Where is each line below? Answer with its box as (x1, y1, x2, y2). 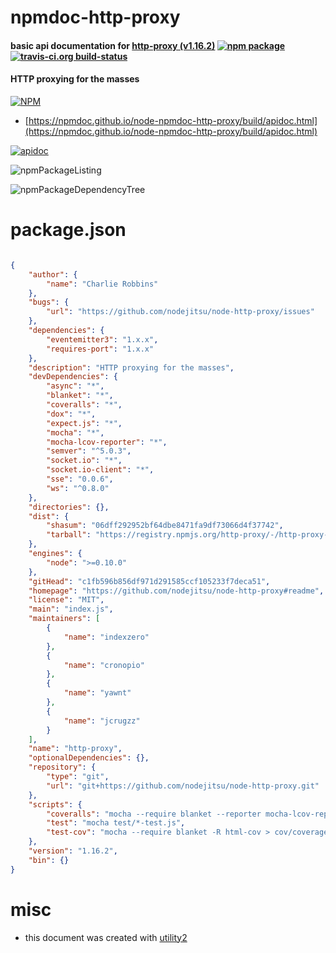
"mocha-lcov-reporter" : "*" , (46, 437, 168, 447)
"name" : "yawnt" (63, 688, 132, 698)
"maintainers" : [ (28, 614, 101, 624)
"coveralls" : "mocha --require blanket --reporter (46, 809, 262, 819)
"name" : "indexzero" (63, 632, 150, 642)
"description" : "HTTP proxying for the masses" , (28, 362, 235, 373)
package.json (10, 219, 127, 241)
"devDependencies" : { (28, 372, 118, 382)
